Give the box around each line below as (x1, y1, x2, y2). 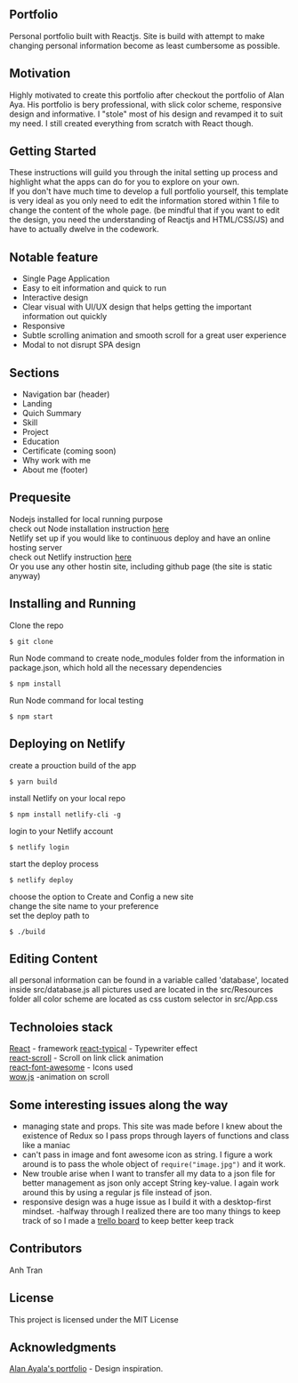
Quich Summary (21, 408, 82, 419)
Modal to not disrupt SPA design (21, 340, 141, 350)
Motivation (9, 66, 71, 81)
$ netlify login (9, 842, 69, 852)
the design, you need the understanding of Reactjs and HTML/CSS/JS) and (9, 214, 285, 225)
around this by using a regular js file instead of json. (21, 1186, 212, 1197)
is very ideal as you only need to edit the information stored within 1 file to (9, 196, 279, 206)
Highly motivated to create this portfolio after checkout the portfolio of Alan (9, 89, 285, 101)
